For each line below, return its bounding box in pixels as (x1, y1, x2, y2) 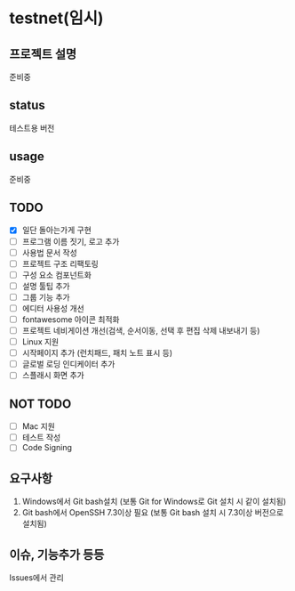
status (9, 98, 46, 113)
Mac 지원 (21, 421, 55, 432)
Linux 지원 (21, 336, 60, 347)
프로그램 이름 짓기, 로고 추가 (21, 236, 120, 247)
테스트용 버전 (9, 122, 55, 134)
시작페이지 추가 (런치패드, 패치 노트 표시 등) (21, 348, 173, 359)
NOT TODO (9, 396, 72, 411)
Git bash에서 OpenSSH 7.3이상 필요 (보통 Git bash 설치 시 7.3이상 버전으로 (21, 507, 284, 518)
